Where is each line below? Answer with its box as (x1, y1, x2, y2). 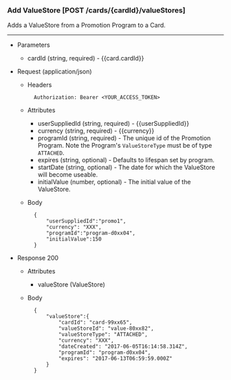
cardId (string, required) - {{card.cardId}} (27, 54, 144, 63)
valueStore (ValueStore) (37, 280, 105, 289)
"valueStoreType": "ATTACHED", (58, 331, 148, 338)
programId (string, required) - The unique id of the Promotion (37, 134, 211, 142)
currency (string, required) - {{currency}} (37, 126, 155, 135)
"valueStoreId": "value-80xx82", (58, 325, 155, 332)
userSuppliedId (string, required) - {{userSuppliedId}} (37, 120, 190, 128)
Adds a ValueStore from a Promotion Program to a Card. (7, 21, 166, 30)
